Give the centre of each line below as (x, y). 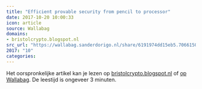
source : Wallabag (28, 28)
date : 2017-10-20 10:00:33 (40, 17)
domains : (17, 34)
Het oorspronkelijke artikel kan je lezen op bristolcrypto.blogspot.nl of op (96, 73)
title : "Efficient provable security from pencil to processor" (88, 12)
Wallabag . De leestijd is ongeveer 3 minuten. (61, 79)
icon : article (24, 23)
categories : (21, 56)
